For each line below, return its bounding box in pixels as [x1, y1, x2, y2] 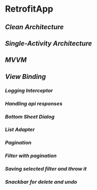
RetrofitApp [5, 3, 53, 15]
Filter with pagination [5, 152, 57, 159]
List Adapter [5, 126, 35, 133]
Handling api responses [5, 100, 63, 107]
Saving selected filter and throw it [5, 166, 87, 172]
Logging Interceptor [5, 87, 53, 94]
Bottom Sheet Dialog [5, 113, 55, 120]
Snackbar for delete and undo [5, 179, 78, 186]
